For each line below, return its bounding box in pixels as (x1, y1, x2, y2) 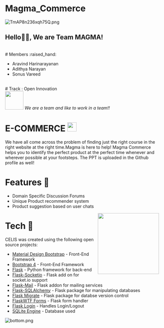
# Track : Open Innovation (5, 86, 58, 92)
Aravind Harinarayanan (12, 60, 59, 66)
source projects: (5, 242, 38, 248)
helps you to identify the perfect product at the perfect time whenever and (5, 149, 155, 155)
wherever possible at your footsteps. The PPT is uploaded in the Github (5, 154, 149, 160)
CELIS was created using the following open (5, 236, 94, 242)
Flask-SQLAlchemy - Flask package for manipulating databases (12, 287, 141, 293)
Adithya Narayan (12, 66, 46, 72)
